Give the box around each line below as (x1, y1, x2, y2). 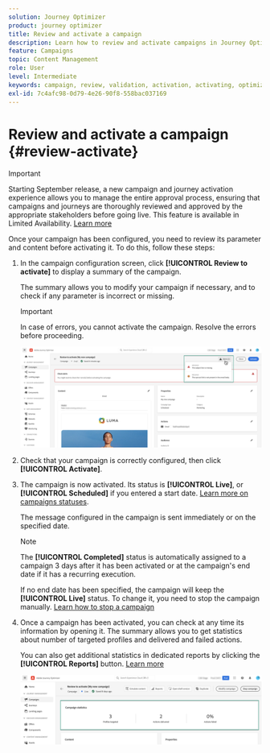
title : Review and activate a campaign (8, 30, 142, 38)
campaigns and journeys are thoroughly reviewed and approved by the (8, 201, 243, 211)
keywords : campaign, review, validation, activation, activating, (8, 81, 235, 89)
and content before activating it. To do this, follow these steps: (8, 242, 215, 253)
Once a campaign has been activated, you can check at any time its (19, 618, 245, 627)
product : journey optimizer (8, 21, 103, 30)
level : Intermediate (8, 72, 78, 81)
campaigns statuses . (19, 497, 89, 507)
